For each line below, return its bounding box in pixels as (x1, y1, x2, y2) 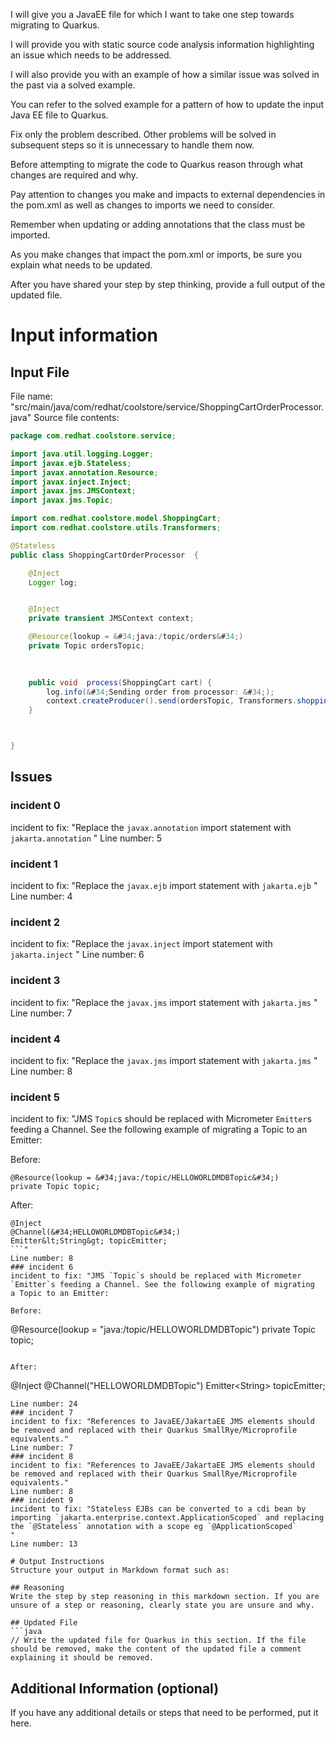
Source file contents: (33, 412, 120, 423)
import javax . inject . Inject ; (10, 477, 132, 487)
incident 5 (10, 1090, 60, 1104)
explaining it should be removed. (10, 1653, 155, 1663)
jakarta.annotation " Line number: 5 (10, 832, 163, 844)
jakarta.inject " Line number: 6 (10, 949, 145, 961)
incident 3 (10, 974, 61, 988)
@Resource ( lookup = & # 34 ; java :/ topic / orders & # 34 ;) (28, 632, 244, 642)
